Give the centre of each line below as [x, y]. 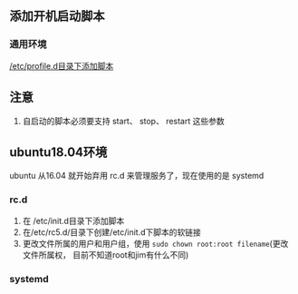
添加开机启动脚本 [57, 16]
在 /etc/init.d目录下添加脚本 [73, 220]
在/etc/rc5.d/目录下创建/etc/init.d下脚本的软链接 [112, 232]
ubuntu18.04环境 [58, 152]
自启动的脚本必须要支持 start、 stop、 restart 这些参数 [123, 121]
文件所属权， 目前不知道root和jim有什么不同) [106, 255]
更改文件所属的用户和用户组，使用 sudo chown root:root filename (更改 [155, 243]
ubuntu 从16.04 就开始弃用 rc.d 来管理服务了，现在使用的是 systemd [137, 176]
